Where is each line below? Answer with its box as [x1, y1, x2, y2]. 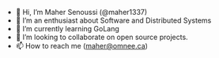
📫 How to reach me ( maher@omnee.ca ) [15, 42, 149, 50]
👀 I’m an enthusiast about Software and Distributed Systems [15, 16, 212, 25]
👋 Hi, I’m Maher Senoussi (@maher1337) [15, 8, 148, 16]
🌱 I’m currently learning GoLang [15, 24, 120, 33]
